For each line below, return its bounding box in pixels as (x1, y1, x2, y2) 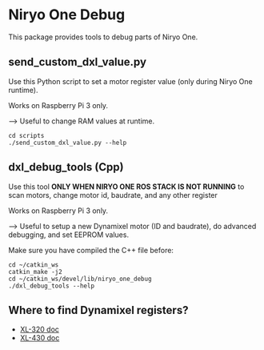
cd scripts (8, 131, 45, 139)
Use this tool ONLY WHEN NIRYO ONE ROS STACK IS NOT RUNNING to (8, 182, 245, 191)
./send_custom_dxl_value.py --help (8, 139, 127, 147)
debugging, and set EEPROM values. (8, 230, 130, 239)
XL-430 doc (19, 333, 60, 343)
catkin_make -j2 (8, 268, 62, 276)
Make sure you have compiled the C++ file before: (8, 245, 174, 255)
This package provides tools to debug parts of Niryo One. (8, 32, 198, 42)
